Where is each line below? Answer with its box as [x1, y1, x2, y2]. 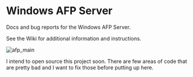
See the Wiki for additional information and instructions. [6, 35, 142, 42]
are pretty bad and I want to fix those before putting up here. [6, 63, 153, 71]
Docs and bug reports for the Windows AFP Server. [6, 24, 131, 31]
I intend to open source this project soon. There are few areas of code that [6, 58, 188, 65]
